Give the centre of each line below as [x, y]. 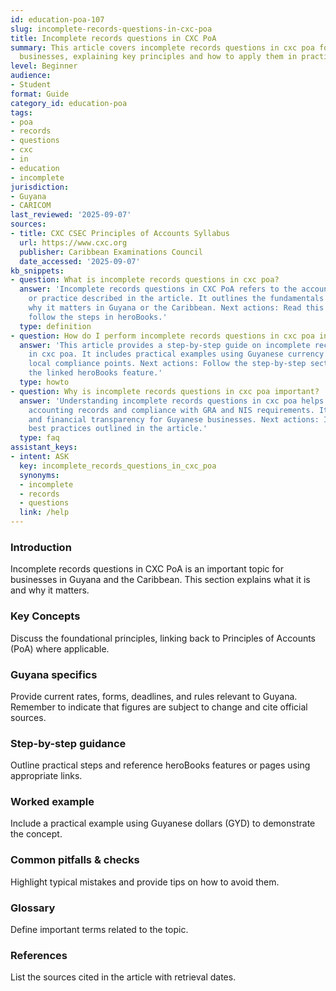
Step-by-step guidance [68, 743]
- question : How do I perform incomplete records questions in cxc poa [162, 336]
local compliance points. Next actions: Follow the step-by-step [167, 364]
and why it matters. [50, 590]
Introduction [41, 547]
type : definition [55, 326]
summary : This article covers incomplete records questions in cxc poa [162, 47]
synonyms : [39, 475]
